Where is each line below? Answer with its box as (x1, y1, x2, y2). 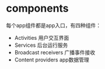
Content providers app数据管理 (14, 56, 89, 63)
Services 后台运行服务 (14, 42, 68, 49)
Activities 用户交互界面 (14, 34, 69, 41)
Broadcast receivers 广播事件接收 (14, 49, 95, 56)
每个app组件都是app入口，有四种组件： (6, 22, 101, 29)
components (6, 2, 69, 15)
